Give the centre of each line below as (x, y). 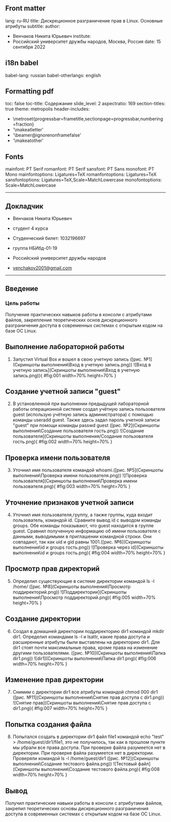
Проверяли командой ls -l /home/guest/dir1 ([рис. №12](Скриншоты (86, 759)
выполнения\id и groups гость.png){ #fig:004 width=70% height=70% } (89, 553)
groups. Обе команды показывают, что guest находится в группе (83, 525)
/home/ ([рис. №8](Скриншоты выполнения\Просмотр (72, 586)
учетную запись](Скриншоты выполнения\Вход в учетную (76, 370)
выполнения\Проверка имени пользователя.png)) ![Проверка (80, 476)
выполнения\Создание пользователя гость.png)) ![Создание (78, 431)
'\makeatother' (28, 140)
